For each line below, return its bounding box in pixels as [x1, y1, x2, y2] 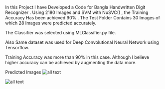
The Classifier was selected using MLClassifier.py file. [5, 30, 116, 35]
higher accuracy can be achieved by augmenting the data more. [5, 60, 137, 65]
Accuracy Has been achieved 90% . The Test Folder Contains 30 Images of [5, 15, 161, 20]
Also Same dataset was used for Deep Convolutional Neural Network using [5, 39, 160, 45]
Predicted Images [5, 69, 41, 75]
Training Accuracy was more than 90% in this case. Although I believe [5, 54, 150, 60]
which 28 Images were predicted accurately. [5, 20, 97, 26]
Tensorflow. [5, 45, 29, 50]
